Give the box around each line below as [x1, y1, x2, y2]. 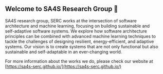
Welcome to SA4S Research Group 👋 [5, 5, 118, 13]
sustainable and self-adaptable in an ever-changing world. [5, 49, 123, 55]
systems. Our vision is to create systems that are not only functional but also [5, 43, 159, 49]
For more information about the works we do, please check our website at [5, 58, 153, 64]
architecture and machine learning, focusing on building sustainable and [5, 23, 150, 29]
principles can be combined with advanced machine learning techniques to [5, 33, 156, 39]
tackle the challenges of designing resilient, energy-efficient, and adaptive [5, 38, 154, 44]
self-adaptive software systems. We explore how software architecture [5, 28, 147, 34]
